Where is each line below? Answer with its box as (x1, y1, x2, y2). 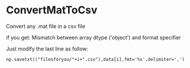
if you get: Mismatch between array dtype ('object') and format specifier (6, 34, 181, 41)
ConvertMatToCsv (6, 3, 98, 17)
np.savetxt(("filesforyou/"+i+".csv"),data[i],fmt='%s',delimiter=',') (6, 56, 185, 62)
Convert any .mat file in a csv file (6, 23, 86, 30)
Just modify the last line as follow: (6, 45, 89, 52)
